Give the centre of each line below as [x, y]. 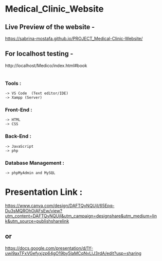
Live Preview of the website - [50, 27]
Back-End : [18, 136]
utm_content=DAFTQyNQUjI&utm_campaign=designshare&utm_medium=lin [81, 216]
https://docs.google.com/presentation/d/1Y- [49, 248]
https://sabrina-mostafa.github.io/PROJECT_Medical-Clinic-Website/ [74, 38]
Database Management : [35, 163]
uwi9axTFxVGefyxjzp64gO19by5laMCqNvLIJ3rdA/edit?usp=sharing [73, 253]
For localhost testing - [39, 54]
